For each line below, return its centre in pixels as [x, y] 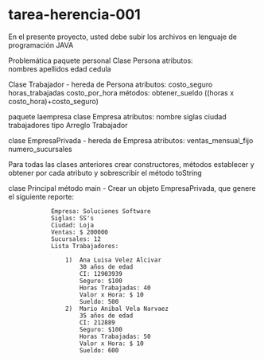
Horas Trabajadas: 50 [115, 336]
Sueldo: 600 [99, 350]
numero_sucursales [41, 149]
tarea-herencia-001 [74, 15]
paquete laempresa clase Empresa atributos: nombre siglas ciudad [117, 116]
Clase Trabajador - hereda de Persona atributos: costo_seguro [111, 84]
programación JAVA [41, 45]
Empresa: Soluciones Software [101, 211]
